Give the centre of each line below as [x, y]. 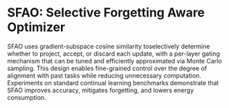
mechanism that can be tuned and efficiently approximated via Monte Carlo [115, 61]
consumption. [27, 97]
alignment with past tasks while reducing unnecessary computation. [104, 75]
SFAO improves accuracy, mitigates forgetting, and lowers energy [101, 90]
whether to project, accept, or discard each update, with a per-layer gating [113, 54]
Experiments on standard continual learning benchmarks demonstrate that [113, 83]
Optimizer [36, 27]
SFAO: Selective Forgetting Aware [106, 13]
